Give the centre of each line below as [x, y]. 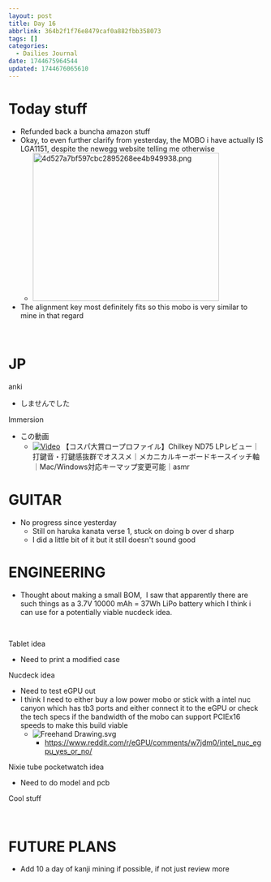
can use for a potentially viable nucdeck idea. [96, 612]
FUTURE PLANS [62, 847]
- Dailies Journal [47, 54]
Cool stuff [25, 798]
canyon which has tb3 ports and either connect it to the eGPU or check [139, 708]
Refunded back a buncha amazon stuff [85, 131]
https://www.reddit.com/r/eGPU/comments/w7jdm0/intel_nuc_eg [153, 742]
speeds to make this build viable [74, 725]
